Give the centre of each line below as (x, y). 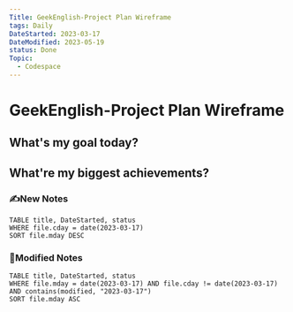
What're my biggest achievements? (109, 173)
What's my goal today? (74, 143)
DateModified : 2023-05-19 (56, 42)
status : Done (33, 50)
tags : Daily (31, 26)
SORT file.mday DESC (47, 236)
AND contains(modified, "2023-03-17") (80, 292)
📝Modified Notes (46, 258)
